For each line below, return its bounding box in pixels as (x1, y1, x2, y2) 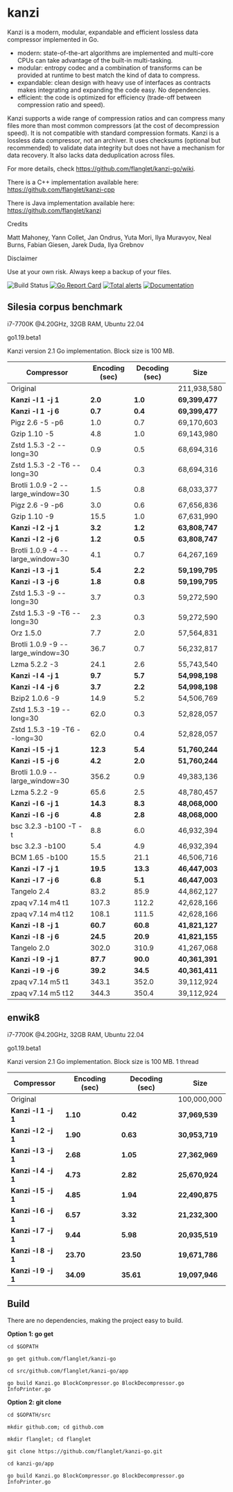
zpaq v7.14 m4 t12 (10, 909, 74, 919)
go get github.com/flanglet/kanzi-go (7, 1356, 116, 1363)
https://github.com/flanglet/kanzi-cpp (7, 185, 115, 193)
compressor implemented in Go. (7, 35, 99, 43)
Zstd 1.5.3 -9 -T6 (10, 608, 71, 617)
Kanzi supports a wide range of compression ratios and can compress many (7, 113, 225, 122)
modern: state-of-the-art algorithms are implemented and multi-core (17, 49, 214, 57)
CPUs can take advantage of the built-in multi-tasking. (17, 56, 173, 64)
